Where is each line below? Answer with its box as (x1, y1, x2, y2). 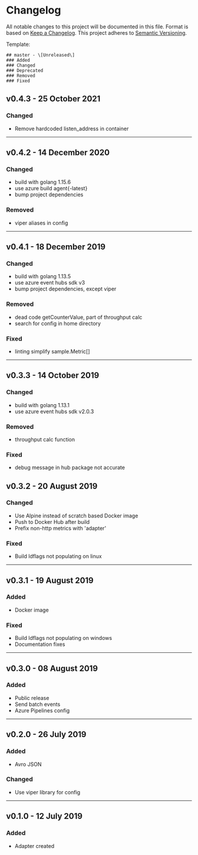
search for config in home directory (14, 319, 101, 327)
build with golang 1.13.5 (14, 273, 71, 280)
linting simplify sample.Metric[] (14, 348, 90, 355)
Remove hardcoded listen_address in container (14, 125, 129, 132)
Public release (14, 694, 49, 701)
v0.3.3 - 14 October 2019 (6, 371, 100, 381)
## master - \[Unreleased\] (6, 52, 75, 58)
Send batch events (14, 701, 61, 708)
